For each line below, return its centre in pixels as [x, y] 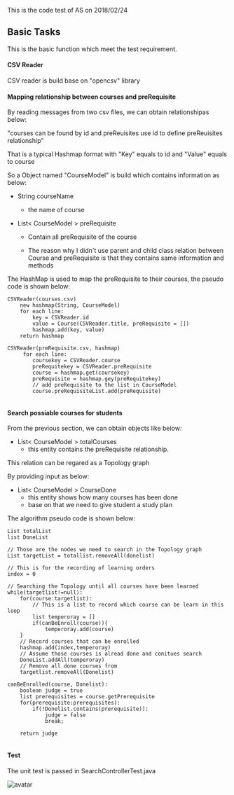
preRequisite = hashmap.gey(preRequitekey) [97, 379]
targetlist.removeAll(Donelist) [67, 672]
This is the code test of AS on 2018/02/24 [68, 10]
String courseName [46, 196]
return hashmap [42, 336]
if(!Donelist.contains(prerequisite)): [91, 709]
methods [41, 265]
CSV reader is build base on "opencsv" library [74, 81]
